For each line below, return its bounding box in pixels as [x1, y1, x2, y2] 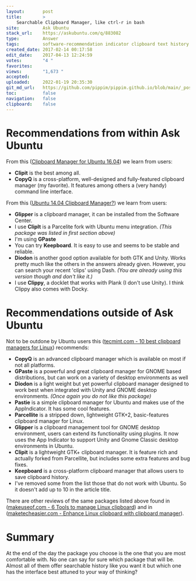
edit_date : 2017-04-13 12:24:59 [6, 52, 93, 58]
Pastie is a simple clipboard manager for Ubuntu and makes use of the [14, 399, 185, 406]
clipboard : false [6, 101, 57, 107]
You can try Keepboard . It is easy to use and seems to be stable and [14, 242, 180, 249]
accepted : [6, 74, 30, 80]
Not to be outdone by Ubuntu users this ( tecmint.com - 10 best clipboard [6, 338, 181, 345]
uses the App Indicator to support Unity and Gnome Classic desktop [14, 436, 179, 443]
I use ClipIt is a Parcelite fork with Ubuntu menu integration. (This [14, 223, 172, 230]
